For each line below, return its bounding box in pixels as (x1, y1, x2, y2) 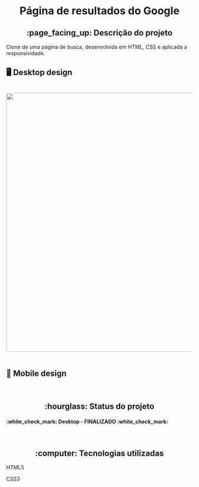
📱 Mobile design (6, 369, 67, 379)
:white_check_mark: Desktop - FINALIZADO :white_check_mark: (6, 418, 169, 425)
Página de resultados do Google (20, 4, 179, 18)
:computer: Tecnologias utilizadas (35, 448, 164, 458)
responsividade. (6, 50, 46, 57)
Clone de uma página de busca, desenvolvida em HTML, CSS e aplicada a (6, 43, 188, 50)
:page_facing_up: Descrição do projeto (26, 28, 173, 38)
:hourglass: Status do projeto (44, 401, 155, 412)
